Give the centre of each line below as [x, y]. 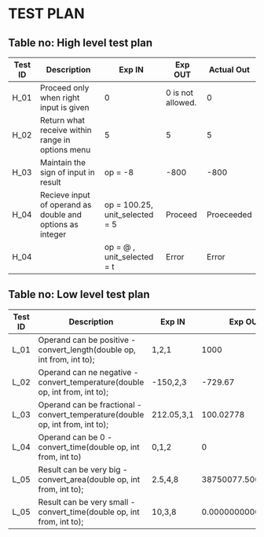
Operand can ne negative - [88, 372]
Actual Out [229, 70]
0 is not [180, 93]
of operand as [66, 205]
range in [55, 140]
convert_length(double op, [87, 349]
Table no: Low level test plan [79, 294]
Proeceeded [229, 215]
